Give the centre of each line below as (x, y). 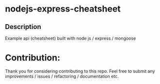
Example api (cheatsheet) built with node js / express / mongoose (71, 38)
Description (23, 27)
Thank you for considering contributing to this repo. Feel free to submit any (80, 71)
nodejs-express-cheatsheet (63, 9)
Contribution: (33, 58)
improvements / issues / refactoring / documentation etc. (62, 76)
